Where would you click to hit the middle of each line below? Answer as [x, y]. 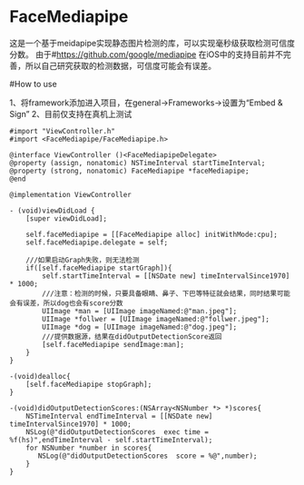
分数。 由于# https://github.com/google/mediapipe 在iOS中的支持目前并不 [147, 54]
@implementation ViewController [70, 194]
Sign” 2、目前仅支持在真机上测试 [71, 114]
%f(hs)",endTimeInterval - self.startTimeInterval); [111, 440]
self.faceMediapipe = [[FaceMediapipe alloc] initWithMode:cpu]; [152, 234]
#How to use [33, 84]
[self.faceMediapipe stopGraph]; [89, 384]
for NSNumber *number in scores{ [89, 448]
